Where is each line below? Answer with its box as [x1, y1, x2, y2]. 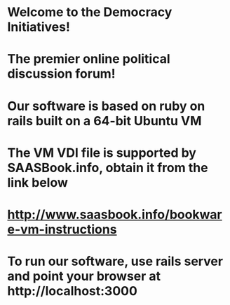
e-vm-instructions [7, 221, 117, 237]
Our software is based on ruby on [7, 98, 205, 114]
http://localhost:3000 [7, 283, 138, 299]
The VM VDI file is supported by [7, 145, 196, 161]
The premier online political [7, 51, 170, 67]
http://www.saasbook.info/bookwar [7, 206, 222, 222]
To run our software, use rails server [7, 253, 223, 269]
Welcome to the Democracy [7, 4, 172, 20]
